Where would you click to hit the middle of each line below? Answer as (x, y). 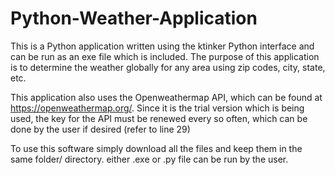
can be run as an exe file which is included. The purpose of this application (165, 56)
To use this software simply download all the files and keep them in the (156, 148)
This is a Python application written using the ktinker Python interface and (162, 46)
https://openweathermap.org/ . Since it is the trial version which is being (157, 108)
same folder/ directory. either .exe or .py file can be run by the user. (149, 159)
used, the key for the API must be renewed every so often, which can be (159, 118)
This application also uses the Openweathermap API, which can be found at (166, 97)
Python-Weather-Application (134, 18)
